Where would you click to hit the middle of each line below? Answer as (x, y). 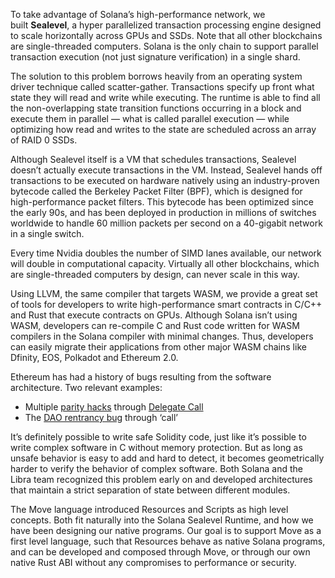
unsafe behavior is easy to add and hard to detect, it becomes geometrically (167, 458)
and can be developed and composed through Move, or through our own (160, 552)
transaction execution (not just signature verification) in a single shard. (155, 57)
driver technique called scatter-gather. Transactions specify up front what (162, 87)
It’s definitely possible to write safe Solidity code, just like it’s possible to (158, 437)
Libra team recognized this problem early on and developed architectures (161, 479)
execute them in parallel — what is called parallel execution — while (150, 118)
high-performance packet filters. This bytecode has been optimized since (162, 202)
